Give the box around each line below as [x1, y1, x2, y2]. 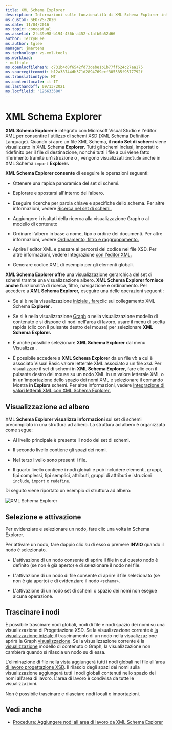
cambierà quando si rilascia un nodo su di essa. [5, 648, 106, 655]
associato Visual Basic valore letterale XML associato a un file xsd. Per [12, 360, 162, 367]
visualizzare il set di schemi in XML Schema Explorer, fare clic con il [12, 366, 157, 372]
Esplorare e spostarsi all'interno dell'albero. [12, 190, 104, 196]
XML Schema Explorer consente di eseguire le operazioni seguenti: [5, 170, 149, 176]
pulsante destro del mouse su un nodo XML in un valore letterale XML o [12, 371, 164, 378]
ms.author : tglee [5, 41, 42, 46]
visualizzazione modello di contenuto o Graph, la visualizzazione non [5, 643, 151, 649]
